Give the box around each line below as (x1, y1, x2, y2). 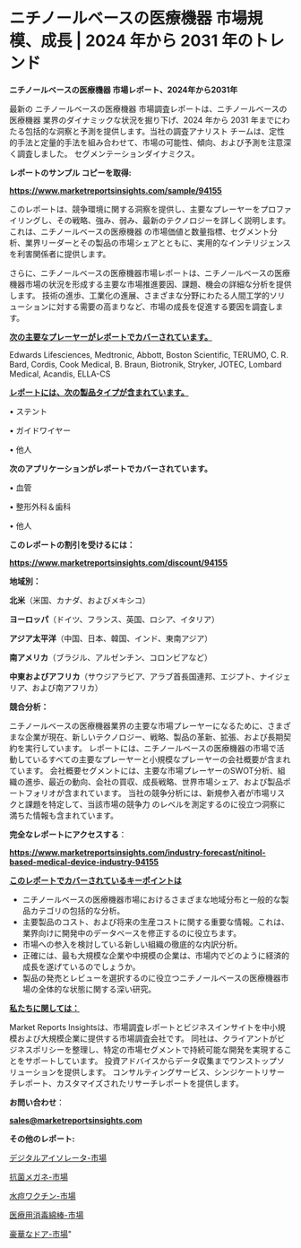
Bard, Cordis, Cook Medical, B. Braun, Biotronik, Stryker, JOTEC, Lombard (9, 359, 282, 369)
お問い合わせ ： (9, 1096, 64, 1107)
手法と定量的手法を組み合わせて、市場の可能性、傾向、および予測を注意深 (16, 136, 292, 148)
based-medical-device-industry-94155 (9, 856, 159, 867)
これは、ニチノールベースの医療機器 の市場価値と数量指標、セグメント (9, 226, 271, 237)
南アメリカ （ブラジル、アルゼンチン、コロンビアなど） (9, 652, 213, 663)
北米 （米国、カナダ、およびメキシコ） (9, 594, 150, 605)
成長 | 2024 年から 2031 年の (40, 30, 254, 51)
